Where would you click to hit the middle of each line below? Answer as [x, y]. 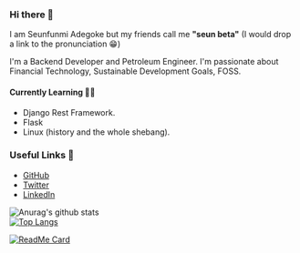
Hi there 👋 [32, 15]
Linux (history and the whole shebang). [96, 132]
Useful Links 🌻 [42, 156]
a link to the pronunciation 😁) [65, 44]
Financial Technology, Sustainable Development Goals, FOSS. [125, 71]
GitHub [36, 175]
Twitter [36, 185]
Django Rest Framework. [69, 112]
